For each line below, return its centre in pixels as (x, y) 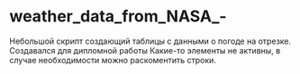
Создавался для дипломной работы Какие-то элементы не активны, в (145, 50)
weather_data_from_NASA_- (118, 16)
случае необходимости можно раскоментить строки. (113, 60)
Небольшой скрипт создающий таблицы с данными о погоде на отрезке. (150, 41)
